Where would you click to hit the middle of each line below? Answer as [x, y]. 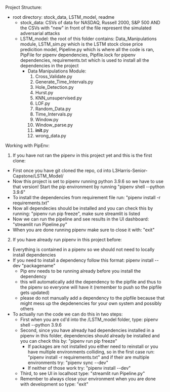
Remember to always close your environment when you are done [88, 379]
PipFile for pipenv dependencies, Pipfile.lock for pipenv [78, 55]
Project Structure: [24, 7]
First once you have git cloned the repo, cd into [62, 170]
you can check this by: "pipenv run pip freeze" [69, 341]
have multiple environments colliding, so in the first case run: [91, 352]
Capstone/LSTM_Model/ [38, 176]
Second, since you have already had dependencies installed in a [87, 330]
